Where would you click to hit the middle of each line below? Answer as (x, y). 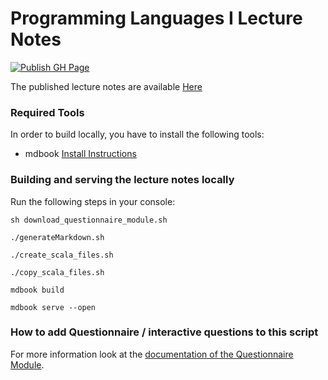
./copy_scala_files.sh (57, 272)
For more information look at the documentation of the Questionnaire (152, 354)
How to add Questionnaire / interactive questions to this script (164, 332)
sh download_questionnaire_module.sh (89, 220)
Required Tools (47, 112)
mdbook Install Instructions (80, 154)
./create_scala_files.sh (62, 255)
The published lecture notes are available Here (106, 86)
